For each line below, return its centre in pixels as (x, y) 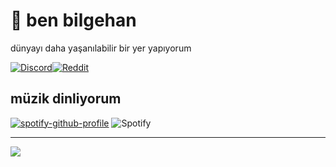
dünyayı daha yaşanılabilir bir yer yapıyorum (101, 48)
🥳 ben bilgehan (73, 20)
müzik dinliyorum (66, 99)
